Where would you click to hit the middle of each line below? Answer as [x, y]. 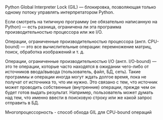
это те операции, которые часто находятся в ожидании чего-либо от [77, 66]
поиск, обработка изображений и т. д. [45, 52]
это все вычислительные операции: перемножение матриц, [89, 47]
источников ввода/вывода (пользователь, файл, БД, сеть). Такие [73, 72]
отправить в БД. [22, 103]
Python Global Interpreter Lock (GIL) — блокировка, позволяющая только [81, 7]
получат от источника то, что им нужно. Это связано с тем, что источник [81, 82]
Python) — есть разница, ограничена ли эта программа [63, 27]
